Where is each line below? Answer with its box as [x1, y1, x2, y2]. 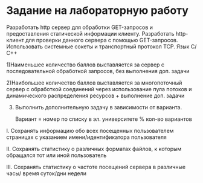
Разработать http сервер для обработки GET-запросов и [6, 24, 153, 31]
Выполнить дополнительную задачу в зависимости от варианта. [14, 103, 182, 111]
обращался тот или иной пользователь [6, 152, 107, 159]
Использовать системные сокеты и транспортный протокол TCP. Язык [6, 43, 190, 50]
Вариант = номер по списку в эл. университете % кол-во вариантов [14, 115, 192, 123]
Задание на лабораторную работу [6, 4, 189, 18]
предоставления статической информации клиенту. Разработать [6, 30, 175, 37]
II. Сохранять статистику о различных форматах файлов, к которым [6, 145, 182, 152]
